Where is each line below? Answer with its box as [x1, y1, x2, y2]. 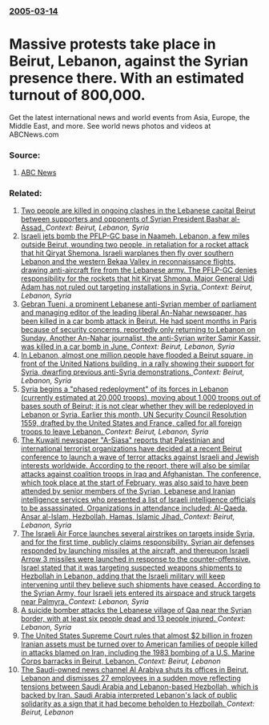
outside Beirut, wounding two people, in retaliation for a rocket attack [20, 240, 249, 250]
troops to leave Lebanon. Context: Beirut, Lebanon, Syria [20, 427, 209, 437]
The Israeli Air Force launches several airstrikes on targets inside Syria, [20, 529, 255, 539]
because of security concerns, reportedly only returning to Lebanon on [20, 325, 256, 334]
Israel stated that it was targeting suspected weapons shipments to [20, 563, 243, 573]
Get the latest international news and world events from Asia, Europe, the [9, 112, 251, 122]
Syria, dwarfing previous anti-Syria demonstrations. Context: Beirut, [20, 367, 245, 377]
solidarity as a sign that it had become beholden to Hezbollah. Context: [20, 699, 255, 709]
